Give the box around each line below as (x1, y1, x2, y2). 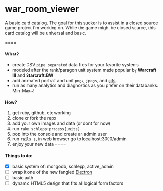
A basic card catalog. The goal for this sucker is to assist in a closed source (5, 20, 158, 26)
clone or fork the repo (12, 115, 56, 121)
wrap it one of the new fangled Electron (12, 169, 92, 175)
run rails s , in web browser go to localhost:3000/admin (12, 136, 127, 142)
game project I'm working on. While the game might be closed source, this (5, 25, 156, 30)
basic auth (12, 174, 34, 180)
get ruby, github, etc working (12, 110, 71, 116)
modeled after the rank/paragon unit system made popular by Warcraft (12, 67, 156, 73)
